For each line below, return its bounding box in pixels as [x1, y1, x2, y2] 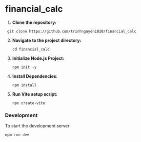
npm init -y [12, 65, 37, 70]
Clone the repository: [12, 19, 57, 25]
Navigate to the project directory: [12, 37, 81, 43]
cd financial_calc [12, 47, 50, 52]
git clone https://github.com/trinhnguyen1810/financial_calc [7, 29, 137, 34]
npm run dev [5, 132, 29, 137]
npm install [12, 83, 37, 88]
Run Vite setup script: [12, 91, 58, 97]
